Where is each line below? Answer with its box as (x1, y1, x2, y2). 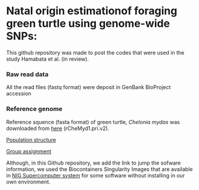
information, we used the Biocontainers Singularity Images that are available (6, 165, 193, 173)
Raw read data (6, 70, 49, 78)
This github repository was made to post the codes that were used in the (6, 49, 185, 56)
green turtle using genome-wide (6, 17, 170, 30)
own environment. (6, 178, 51, 185)
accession (6, 90, 32, 97)
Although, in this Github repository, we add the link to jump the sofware (6, 159, 181, 166)
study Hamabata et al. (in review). (6, 55, 89, 62)
